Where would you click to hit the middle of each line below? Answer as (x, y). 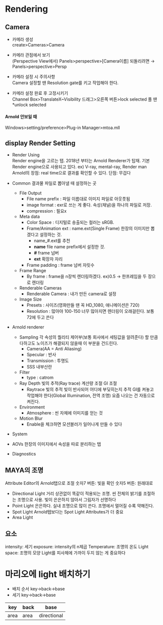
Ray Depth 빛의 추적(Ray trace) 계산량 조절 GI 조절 (68, 383)
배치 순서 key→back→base (38, 589)
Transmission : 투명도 (48, 361)
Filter (25, 372)
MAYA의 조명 (24, 470)
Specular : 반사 (41, 355)
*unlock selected (29, 105)
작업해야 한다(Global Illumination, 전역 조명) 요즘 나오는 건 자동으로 (91, 396)
